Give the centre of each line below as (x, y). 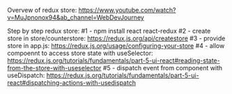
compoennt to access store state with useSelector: (80, 53)
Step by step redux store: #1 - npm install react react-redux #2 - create (109, 31)
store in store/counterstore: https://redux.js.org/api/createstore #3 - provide (116, 38)
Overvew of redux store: (42, 10)
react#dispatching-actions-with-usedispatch (71, 83)
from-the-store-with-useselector (54, 68)
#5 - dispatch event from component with (163, 68)
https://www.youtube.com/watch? (127, 10)
